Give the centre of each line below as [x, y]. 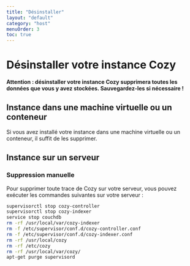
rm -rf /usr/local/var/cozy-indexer [53, 223]
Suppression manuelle [40, 175]
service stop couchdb [34, 218]
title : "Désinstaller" [35, 12]
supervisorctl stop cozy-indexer [49, 212]
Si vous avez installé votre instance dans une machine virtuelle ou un [93, 131]
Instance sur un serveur [53, 157]
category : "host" [28, 23]
